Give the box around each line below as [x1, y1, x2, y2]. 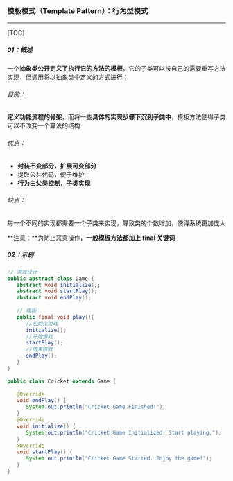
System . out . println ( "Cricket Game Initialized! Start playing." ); [25, 429, 222, 436]
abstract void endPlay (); [16, 295, 92, 301]
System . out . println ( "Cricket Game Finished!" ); [25, 403, 166, 410]
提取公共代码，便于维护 [17, 170, 85, 178]
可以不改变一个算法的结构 [7, 121, 80, 130]
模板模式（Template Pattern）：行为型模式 [7, 6, 148, 15]
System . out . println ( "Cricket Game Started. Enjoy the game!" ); [25, 455, 213, 462]
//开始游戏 [25, 333, 53, 340]
